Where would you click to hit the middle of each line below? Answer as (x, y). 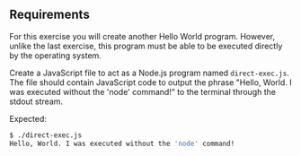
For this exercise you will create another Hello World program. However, (142, 36)
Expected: (28, 118)
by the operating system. (55, 55)
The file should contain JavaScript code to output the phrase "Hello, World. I (150, 82)
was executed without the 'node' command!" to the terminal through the (143, 91)
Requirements (49, 15)
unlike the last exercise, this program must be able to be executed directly (146, 46)
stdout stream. (36, 101)
